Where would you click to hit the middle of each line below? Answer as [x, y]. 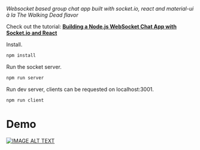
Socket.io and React [32, 33]
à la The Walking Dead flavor [43, 15]
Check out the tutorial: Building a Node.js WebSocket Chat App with [91, 27]
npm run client [25, 100]
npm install [21, 56]
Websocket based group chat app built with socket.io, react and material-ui [100, 9]
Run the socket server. [34, 67]
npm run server [25, 78]
